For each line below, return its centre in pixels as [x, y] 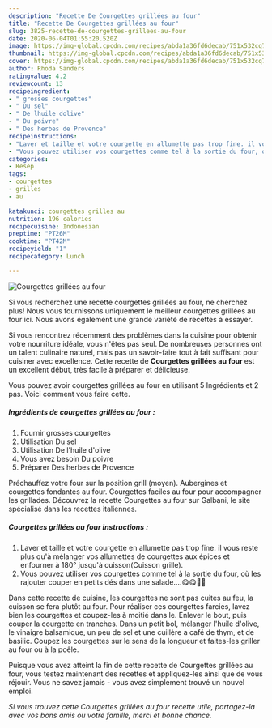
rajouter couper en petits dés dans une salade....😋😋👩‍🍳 [113, 582]
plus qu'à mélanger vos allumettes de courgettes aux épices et [125, 556]
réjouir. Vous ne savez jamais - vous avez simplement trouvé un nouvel [127, 682]
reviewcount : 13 [36, 83]
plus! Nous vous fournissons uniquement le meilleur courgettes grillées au [132, 311]
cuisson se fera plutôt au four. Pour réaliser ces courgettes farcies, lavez [130, 606]
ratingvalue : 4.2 [38, 76]
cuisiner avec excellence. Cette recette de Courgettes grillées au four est [132, 360]
